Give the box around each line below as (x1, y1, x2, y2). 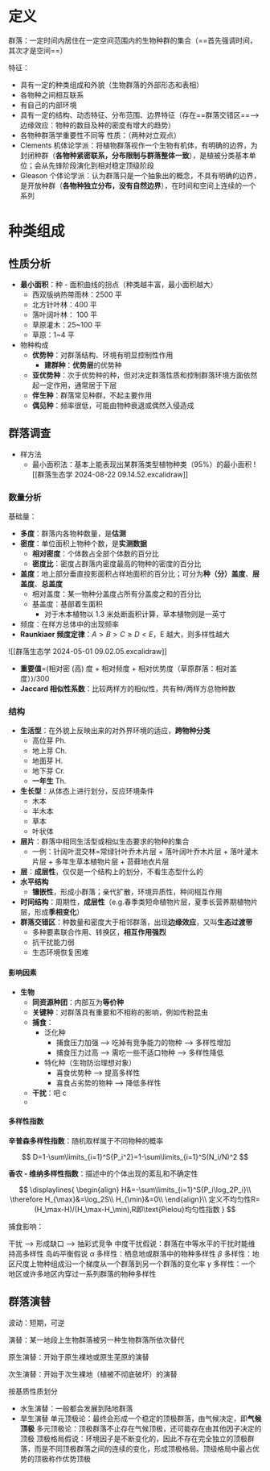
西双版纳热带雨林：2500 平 (31, 290, 123, 299)
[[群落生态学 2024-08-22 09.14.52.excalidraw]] (31, 469, 189, 479)
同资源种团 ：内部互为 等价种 (31, 997, 125, 1006)
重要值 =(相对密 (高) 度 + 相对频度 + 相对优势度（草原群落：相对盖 (19, 664, 237, 673)
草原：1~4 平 (31, 330, 75, 340)
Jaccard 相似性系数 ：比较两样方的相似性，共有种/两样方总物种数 (19, 684, 235, 694)
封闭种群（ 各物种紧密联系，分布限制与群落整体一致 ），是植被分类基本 (19, 150, 249, 160)
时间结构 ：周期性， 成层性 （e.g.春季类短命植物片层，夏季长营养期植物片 (19, 897, 259, 907)
